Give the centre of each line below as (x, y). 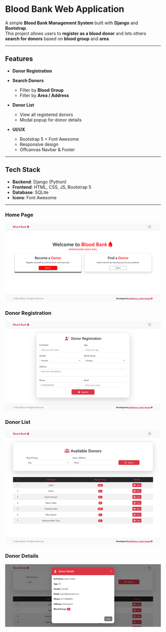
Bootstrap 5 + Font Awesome (49, 139)
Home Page (19, 215)
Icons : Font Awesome (34, 197)
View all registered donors (46, 115)
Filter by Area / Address (44, 95)
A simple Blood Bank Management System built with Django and (72, 23)
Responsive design (39, 144)
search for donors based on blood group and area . (58, 39)
